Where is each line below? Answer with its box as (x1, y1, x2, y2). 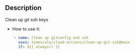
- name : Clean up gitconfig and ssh (14, 35, 89, 40)
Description (5, 4, 42, 12)
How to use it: (12, 26, 41, 32)
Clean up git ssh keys (5, 16, 48, 22)
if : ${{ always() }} (18, 44, 60, 49)
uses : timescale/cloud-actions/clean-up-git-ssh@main (18, 40, 131, 45)
